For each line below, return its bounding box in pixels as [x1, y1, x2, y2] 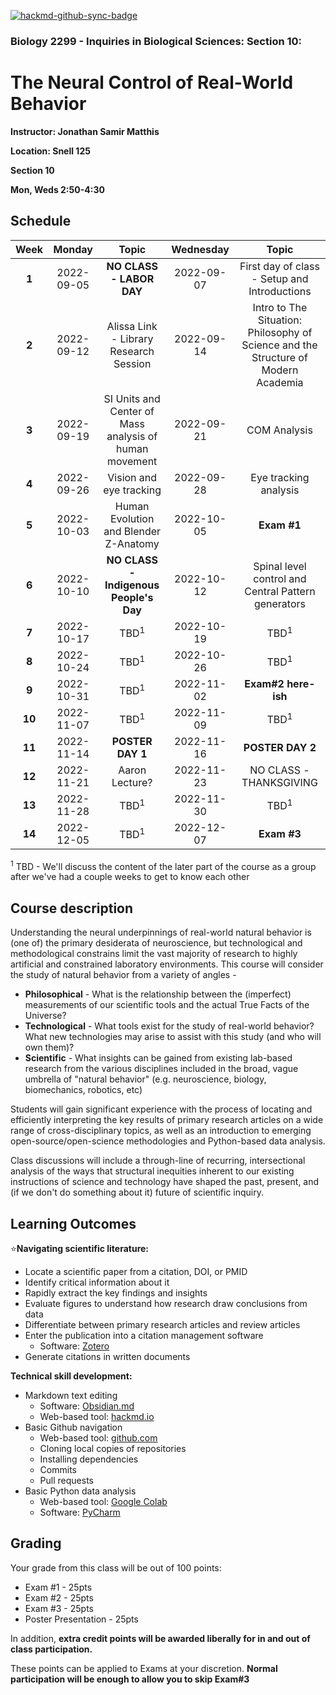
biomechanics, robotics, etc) [24, 1084, 143, 1096]
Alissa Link [106, 319, 158, 333]
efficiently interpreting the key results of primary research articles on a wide [10, 1114, 324, 1126]
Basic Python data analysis [24, 1485, 137, 1497]
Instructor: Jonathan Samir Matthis [10, 125, 160, 137]
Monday [53, 242, 93, 256]
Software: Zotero [39, 1340, 110, 1352]
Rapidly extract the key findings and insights [24, 1286, 208, 1299]
